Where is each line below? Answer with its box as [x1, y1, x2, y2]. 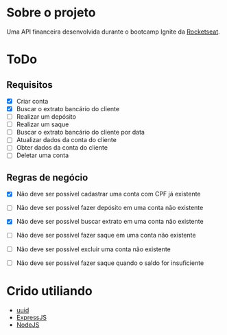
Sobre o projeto [6, 5, 96, 21]
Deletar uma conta [16, 151, 69, 159]
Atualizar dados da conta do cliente [16, 136, 117, 144]
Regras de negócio [6, 172, 88, 183]
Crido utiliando [6, 283, 93, 299]
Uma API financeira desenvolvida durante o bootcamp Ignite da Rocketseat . [6, 27, 220, 36]
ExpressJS [16, 313, 47, 321]
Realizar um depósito [16, 113, 77, 121]
